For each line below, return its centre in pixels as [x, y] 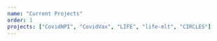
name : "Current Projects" [45, 14]
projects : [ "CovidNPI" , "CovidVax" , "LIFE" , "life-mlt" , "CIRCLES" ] [109, 26]
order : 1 [20, 20]
